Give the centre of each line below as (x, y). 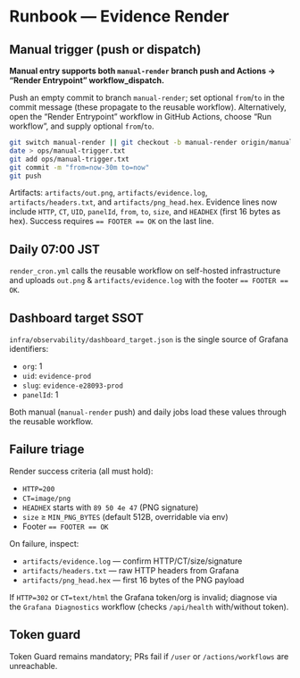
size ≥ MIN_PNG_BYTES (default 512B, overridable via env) (125, 516)
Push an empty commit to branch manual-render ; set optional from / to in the (147, 97)
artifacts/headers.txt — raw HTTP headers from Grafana (130, 570)
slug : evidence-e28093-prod (72, 385)
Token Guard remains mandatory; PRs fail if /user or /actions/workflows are (149, 656)
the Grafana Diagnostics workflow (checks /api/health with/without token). (149, 607)
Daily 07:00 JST (55, 249)
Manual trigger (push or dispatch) (105, 50)
